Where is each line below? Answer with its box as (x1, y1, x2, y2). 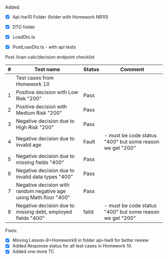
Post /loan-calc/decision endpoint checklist (5, 54, 95, 60)
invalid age (15, 141, 41, 148)
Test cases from (15, 75, 54, 82)
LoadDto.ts (12, 34, 35, 40)
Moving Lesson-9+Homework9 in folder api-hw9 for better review (12, 237, 149, 243)
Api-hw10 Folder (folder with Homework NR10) (12, 14, 108, 20)
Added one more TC (12, 248, 54, 254)
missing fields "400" (15, 159, 64, 166)
